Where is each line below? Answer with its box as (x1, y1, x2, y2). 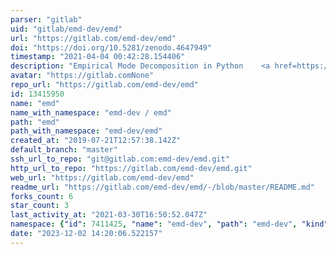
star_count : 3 (10, 201, 70, 211)
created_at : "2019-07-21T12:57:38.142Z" (10, 136, 182, 146)
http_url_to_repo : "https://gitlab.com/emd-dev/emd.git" (10, 163, 253, 173)
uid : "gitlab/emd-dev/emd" (10, 24, 123, 34)
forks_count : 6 (10, 191, 74, 201)
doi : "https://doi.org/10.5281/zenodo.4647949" (10, 42, 213, 53)
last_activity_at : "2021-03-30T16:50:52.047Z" (10, 210, 208, 220)
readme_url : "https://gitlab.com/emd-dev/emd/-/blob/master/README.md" (10, 182, 315, 192)
